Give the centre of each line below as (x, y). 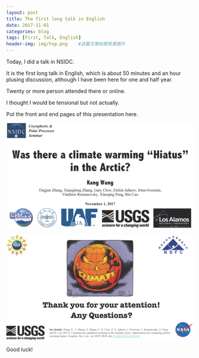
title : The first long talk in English (56, 19)
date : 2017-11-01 (28, 25)
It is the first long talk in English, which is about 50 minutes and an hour (94, 73)
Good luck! (20, 349)
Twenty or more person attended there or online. (66, 91)
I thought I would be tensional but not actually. (63, 102)
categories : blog (28, 32)
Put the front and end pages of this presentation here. (72, 114)
